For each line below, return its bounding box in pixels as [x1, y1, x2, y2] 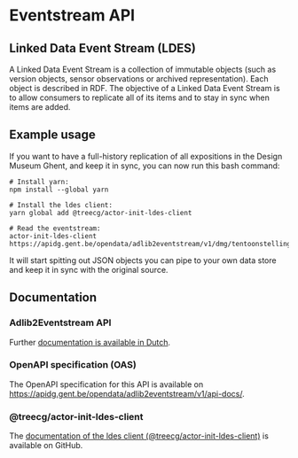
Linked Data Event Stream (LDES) [9, 41, 197, 56]
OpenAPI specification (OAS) [9, 359, 137, 371]
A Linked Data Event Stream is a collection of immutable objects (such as [9, 64, 277, 74]
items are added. [9, 102, 71, 112]
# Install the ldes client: [9, 200, 114, 209]
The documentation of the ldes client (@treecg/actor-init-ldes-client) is [9, 431, 269, 441]
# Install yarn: [9, 177, 69, 186]
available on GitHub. [9, 440, 83, 451]
